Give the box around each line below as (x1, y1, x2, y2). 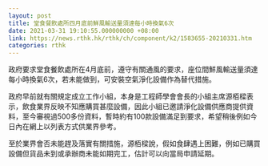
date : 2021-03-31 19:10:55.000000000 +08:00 (8, 26, 159, 34)
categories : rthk (8, 42, 66, 50)
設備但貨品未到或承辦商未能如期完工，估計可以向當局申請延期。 (8, 149, 218, 159)
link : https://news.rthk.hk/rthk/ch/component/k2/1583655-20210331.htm (8, 34, 252, 43)
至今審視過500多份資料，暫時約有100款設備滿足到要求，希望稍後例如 (22, 111, 250, 121)
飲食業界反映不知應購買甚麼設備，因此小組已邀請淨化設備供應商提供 (22, 102, 246, 111)
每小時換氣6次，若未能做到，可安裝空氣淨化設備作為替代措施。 (8, 75, 216, 84)
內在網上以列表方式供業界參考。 (14, 122, 121, 132)
